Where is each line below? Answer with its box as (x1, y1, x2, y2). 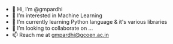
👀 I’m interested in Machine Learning (11, 12, 103, 19)
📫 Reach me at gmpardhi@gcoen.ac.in (11, 32, 109, 38)
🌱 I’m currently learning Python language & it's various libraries (11, 18, 168, 25)
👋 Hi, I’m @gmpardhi (11, 6, 63, 12)
